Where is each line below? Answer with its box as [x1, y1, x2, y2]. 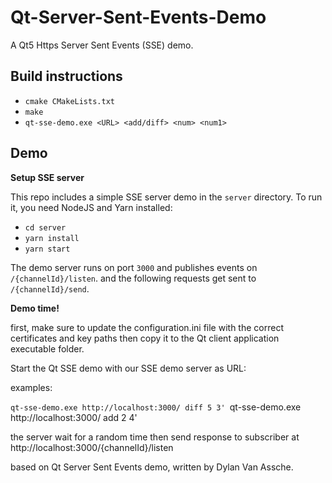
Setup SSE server [10, 171, 85, 183]
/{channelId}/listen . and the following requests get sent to [10, 272, 257, 284]
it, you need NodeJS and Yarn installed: [10, 201, 173, 213]
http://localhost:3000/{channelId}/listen [10, 441, 174, 453]
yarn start [24, 244, 71, 254]
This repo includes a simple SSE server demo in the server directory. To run [10, 191, 323, 203]
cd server [24, 222, 67, 233]
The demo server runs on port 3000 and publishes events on [10, 261, 258, 273]
